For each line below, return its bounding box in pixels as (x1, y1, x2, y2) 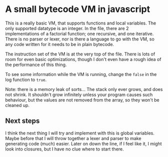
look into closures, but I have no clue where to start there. (5, 146, 124, 152)
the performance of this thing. (5, 61, 67, 67)
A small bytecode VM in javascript (5, 3, 150, 15)
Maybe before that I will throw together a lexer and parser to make (5, 135, 141, 141)
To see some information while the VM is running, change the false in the (5, 71, 157, 77)
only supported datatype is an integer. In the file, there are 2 (5, 25, 129, 31)
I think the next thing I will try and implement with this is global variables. (5, 130, 155, 136)
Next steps (5, 116, 40, 125)
